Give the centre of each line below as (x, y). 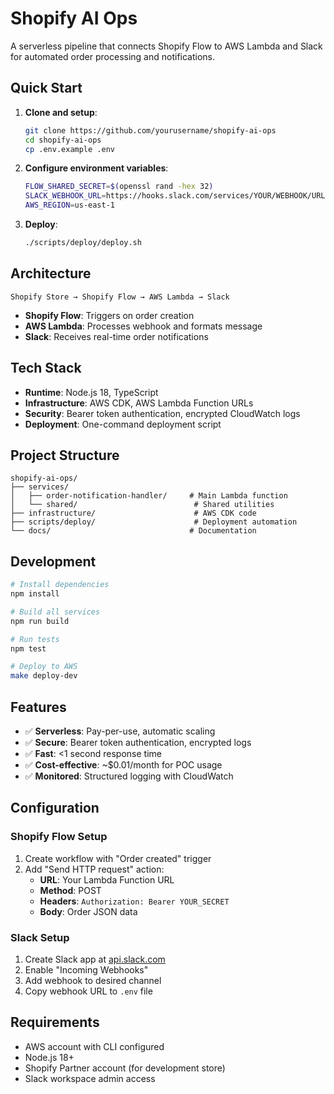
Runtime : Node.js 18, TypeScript (91, 392)
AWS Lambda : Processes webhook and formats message (143, 326)
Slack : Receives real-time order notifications (116, 336)
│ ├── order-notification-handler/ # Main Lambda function (149, 496)
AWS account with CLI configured (94, 1046)
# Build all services (55, 612)
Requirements (55, 1022)
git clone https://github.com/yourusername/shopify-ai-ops (150, 130)
